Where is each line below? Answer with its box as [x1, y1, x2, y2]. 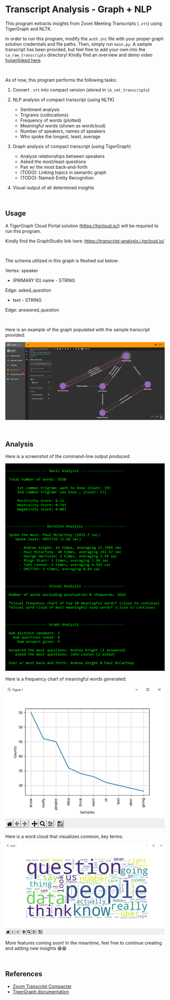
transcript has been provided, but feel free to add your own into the [5, 46, 146, 52]
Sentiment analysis [20, 106, 60, 112]
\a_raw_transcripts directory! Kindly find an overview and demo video [5, 52, 153, 58]
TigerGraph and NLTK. [5, 25, 52, 32]
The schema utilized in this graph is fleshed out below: [5, 258, 119, 264]
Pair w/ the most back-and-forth [20, 164, 88, 170]
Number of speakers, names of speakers [20, 128, 106, 134]
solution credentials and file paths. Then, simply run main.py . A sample [5, 41, 152, 47]
